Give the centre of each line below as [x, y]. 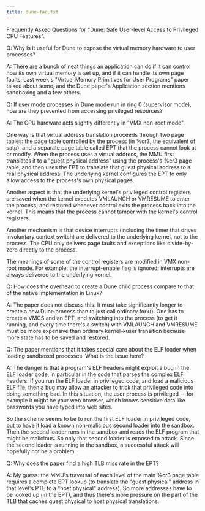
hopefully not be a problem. [41, 451]
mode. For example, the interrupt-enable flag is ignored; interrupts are [106, 268]
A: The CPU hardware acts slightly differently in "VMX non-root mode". [96, 123]
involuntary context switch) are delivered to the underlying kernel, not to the [102, 236]
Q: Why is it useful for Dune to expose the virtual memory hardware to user [101, 48]
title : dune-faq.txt [33, 12]
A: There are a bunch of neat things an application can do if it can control [99, 66]
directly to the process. [48, 250]
